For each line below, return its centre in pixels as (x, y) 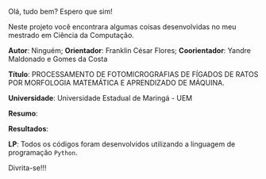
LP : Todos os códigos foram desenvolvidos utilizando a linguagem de (122, 144)
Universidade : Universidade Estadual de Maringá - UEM (100, 98)
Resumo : (23, 113)
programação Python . (43, 152)
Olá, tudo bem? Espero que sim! (60, 11)
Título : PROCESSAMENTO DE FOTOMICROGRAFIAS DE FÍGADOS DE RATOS (133, 74)
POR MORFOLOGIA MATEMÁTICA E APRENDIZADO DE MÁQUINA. (116, 83)
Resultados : (29, 129)
